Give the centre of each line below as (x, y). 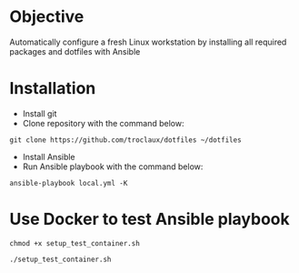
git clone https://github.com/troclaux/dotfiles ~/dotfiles (126, 140)
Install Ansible (49, 157)
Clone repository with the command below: (103, 123)
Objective (47, 17)
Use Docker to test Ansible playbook (150, 219)
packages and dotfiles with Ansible (75, 51)
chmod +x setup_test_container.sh (75, 243)
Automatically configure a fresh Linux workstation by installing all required (148, 42)
